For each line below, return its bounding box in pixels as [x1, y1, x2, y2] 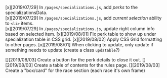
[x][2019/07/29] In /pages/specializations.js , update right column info [5, 26, 155, 32]
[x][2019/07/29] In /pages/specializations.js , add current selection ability [5, 15, 162, 21]
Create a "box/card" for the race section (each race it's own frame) [5, 67, 145, 73]
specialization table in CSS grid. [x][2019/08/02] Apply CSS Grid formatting [5, 36, 162, 42]
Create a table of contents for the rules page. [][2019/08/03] [33, 62, 160, 68]
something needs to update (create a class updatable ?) [5, 47, 120, 53]
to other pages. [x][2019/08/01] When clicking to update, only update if [5, 42, 153, 47]
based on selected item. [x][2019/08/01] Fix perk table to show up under [5, 31, 156, 37]
